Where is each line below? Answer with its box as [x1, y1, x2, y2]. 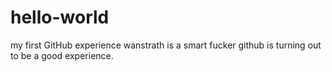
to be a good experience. [10, 49, 114, 61]
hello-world [10, 6, 110, 29]
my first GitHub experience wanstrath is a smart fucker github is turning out [10, 39, 322, 51]
